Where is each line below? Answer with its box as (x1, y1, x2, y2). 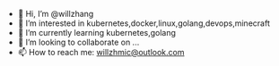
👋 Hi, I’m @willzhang (17, 9, 94, 19)
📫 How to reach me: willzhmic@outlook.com (17, 47, 185, 57)
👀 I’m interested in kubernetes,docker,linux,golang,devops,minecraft (17, 18, 271, 29)
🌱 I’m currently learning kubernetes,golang (17, 28, 177, 37)
